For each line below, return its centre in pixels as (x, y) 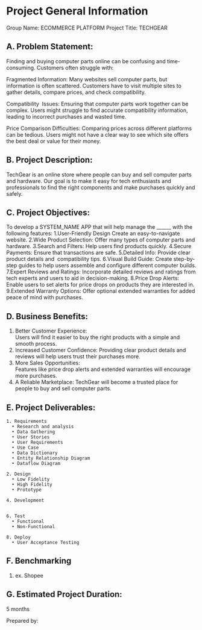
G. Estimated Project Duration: (64, 594)
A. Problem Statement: (50, 47)
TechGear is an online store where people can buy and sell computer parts (99, 174)
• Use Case (25, 448)
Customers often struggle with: (75, 67)
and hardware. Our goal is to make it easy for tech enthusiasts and (89, 181)
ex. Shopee (29, 575)
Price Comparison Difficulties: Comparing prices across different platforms (99, 128)
